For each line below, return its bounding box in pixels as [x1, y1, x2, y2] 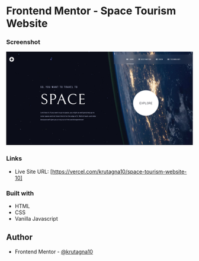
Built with [6, 189, 34, 197]
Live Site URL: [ [14, 168, 53, 175]
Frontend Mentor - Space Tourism [6, 4, 176, 18]
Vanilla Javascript [14, 215, 58, 222]
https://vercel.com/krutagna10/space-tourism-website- [52, 168, 187, 175]
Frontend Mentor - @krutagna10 [14, 248, 94, 255]
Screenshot [6, 38, 40, 46]
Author [6, 233, 33, 243]
